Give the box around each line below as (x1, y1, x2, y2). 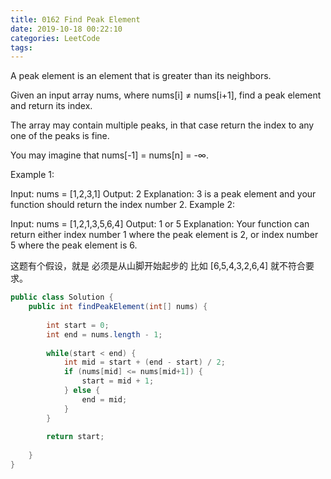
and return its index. (10, 100, 93, 112)
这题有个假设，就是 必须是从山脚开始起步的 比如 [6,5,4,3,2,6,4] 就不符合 (10, 260, 307, 272)
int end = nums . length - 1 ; (46, 329, 163, 340)
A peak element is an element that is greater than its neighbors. (10, 70, 272, 82)
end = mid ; (81, 394, 128, 405)
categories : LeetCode (10, 33, 101, 43)
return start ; (46, 432, 105, 442)
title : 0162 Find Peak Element (10, 14, 141, 25)
